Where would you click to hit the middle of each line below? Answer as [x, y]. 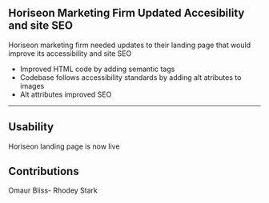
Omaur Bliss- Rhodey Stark [53, 190]
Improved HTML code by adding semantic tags [97, 69]
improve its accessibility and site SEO [70, 53]
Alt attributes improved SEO [66, 94]
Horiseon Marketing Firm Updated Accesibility [126, 13]
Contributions [44, 171]
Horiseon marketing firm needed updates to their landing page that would [129, 45]
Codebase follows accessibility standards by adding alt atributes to [130, 77]
